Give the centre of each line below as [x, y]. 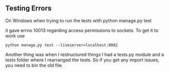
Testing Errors [29, 8]
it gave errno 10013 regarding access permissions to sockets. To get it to [82, 30]
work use [15, 35]
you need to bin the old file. [34, 65]
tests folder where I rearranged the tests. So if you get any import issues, [82, 60]
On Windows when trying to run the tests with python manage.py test [79, 20]
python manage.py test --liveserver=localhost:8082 [61, 45]
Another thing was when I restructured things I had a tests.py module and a [85, 54]
